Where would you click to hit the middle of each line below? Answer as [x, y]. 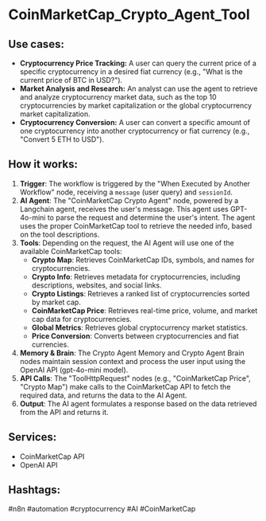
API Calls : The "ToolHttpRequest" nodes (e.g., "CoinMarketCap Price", [135, 378]
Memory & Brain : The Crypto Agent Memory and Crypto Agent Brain [132, 353]
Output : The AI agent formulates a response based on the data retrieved [138, 403]
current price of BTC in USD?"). [71, 80]
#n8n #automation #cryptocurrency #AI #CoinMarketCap [102, 509]
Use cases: [37, 44]
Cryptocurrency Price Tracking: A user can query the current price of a [138, 63]
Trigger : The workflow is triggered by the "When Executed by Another [135, 183]
